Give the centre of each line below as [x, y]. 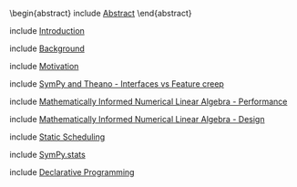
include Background [47, 48]
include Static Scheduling [57, 137]
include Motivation [44, 66]
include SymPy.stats [48, 155]
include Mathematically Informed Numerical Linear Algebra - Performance [148, 101]
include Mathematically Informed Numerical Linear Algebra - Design [137, 119]
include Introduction [47, 31]
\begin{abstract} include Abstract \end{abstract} [101, 13]
